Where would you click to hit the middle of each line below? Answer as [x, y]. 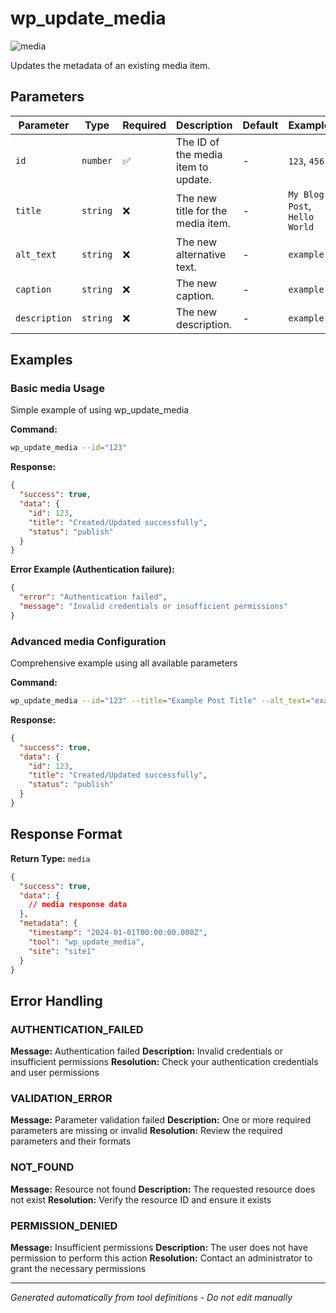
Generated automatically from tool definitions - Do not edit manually [151, 1297]
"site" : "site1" [62, 951]
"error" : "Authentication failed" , [93, 597]
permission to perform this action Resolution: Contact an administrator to [161, 1258]
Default [260, 125]
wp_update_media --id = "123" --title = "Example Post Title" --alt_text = [160, 701]
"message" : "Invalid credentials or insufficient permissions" [153, 607]
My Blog [306, 194]
